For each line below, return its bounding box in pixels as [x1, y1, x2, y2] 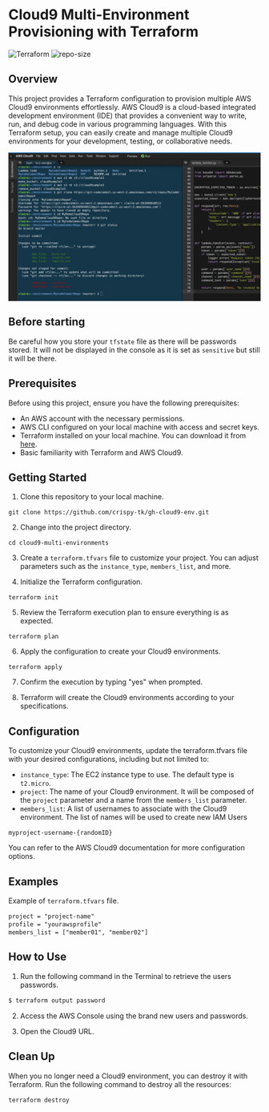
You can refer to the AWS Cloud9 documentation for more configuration [8, 843, 246, 852]
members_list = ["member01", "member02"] [8, 929, 149, 937]
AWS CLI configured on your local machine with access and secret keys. [19, 422, 260, 432]
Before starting [8, 315, 86, 329]
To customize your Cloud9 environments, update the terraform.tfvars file [8, 746, 248, 755]
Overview [8, 72, 58, 86]
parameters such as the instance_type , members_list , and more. [19, 562, 231, 571]
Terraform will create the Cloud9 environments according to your [19, 693, 235, 703]
